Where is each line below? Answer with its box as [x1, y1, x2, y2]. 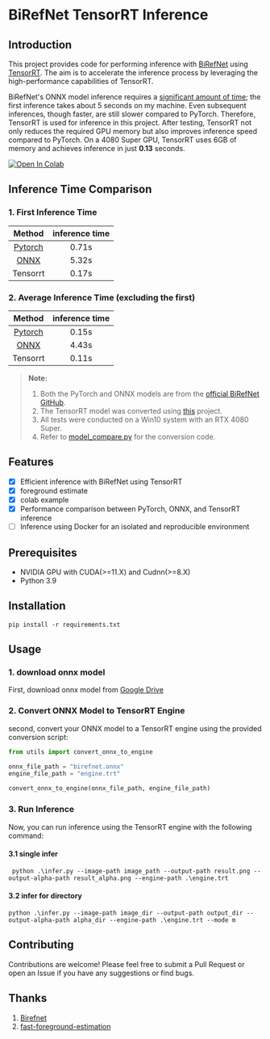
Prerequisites [8, 545, 77, 559]
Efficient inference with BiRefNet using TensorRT [19, 477, 183, 486]
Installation [8, 599, 66, 613]
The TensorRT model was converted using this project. [39, 406, 223, 415]
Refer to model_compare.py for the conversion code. [39, 431, 216, 441]
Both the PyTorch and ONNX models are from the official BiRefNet [39, 389, 260, 398]
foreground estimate [19, 486, 89, 495]
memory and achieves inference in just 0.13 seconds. [8, 144, 185, 153]
